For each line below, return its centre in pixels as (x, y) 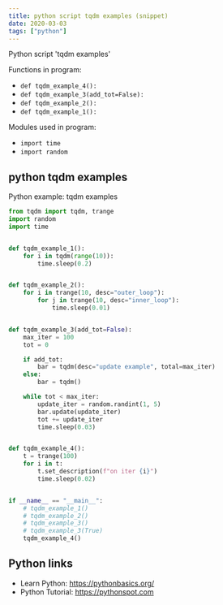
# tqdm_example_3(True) (63, 531)
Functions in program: (45, 70)
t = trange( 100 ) (51, 456)
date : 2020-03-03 (38, 24)
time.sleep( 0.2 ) (65, 264)
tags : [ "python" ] (38, 31)
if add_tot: (43, 359)
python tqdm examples (68, 177)
